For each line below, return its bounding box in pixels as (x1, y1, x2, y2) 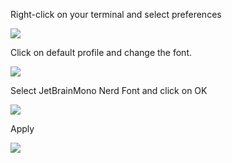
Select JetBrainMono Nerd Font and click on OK (10, 85, 208, 96)
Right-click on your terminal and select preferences (10, 9, 222, 20)
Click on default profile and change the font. (10, 47, 192, 58)
